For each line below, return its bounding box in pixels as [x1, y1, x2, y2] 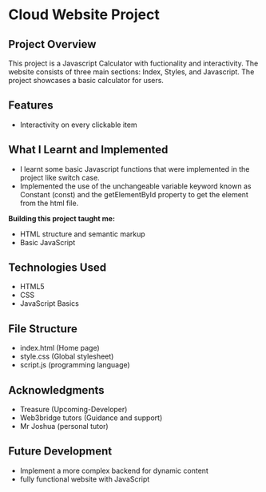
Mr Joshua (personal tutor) [19, 422, 109, 431]
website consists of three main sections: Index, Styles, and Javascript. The [8, 67, 255, 77]
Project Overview [8, 38, 97, 51]
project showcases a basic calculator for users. [8, 76, 164, 85]
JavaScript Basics [19, 299, 80, 308]
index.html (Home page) [19, 343, 100, 353]
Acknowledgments [8, 383, 105, 397]
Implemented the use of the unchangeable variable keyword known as [19, 181, 252, 191]
